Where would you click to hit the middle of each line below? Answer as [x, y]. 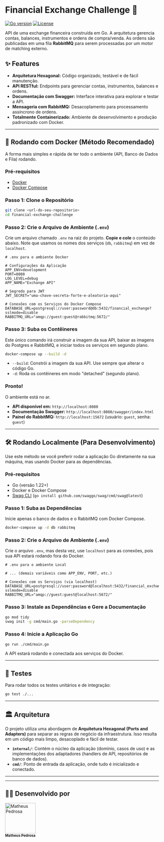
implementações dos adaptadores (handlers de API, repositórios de [80, 754]
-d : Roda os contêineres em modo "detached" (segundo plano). [76, 374]
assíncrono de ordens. [35, 112]
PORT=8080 [15, 274]
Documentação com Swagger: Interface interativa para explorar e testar [85, 96]
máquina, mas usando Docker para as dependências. [59, 462]
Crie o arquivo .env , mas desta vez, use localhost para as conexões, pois [79, 551]
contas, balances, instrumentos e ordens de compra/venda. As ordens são [80, 38]
